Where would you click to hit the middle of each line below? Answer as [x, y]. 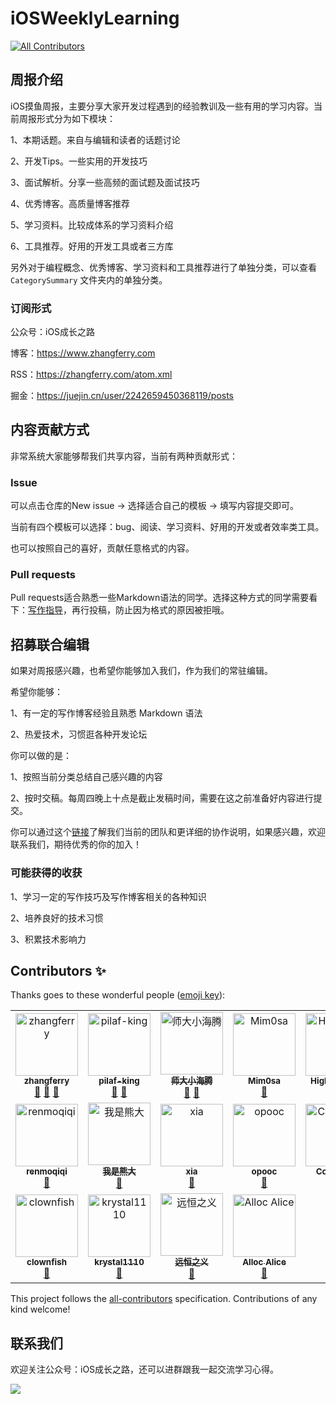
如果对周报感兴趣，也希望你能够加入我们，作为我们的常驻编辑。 [141, 671]
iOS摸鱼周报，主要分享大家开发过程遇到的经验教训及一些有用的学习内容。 [162, 106]
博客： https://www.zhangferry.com [83, 353]
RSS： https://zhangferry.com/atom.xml [91, 374]
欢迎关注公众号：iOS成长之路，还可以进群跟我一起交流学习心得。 [145, 1369]
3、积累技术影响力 [48, 939]
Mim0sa [264, 1080]
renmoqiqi [47, 1171]
